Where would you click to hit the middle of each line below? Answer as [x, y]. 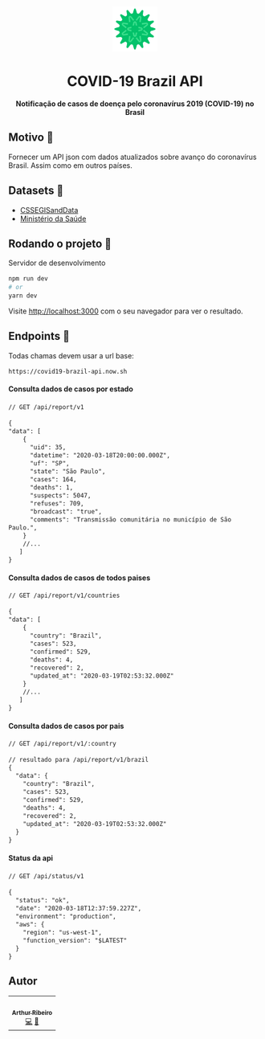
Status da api [31, 858]
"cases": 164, [53, 480]
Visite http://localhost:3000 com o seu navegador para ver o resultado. [126, 311]
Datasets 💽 [36, 191]
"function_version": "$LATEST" [75, 940]
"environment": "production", [66, 916]
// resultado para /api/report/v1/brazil [79, 760]
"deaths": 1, [51, 488]
